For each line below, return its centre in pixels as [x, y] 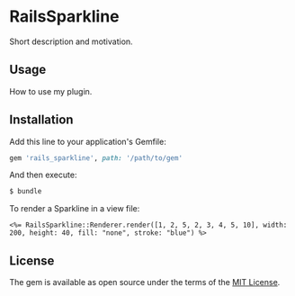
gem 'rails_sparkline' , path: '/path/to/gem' [96, 158]
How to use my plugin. [51, 91]
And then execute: [43, 175]
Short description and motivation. [71, 41]
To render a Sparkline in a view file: [75, 209]
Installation [41, 120]
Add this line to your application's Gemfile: [88, 141]
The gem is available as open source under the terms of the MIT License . [145, 283]
